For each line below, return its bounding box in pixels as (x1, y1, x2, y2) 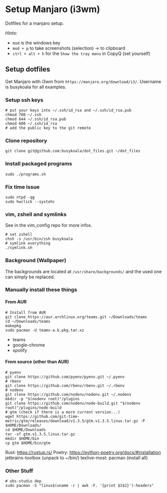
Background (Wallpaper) (5, 257, 66, 264)
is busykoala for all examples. (5, 84, 66, 90)
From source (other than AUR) (5, 359, 69, 365)
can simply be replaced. (5, 274, 55, 280)
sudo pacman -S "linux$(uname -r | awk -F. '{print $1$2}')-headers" (5, 483, 154, 488)
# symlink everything (5, 241, 51, 246)
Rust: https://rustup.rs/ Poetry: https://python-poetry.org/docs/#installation (5, 449, 161, 455)
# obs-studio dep (5, 479, 42, 484)
